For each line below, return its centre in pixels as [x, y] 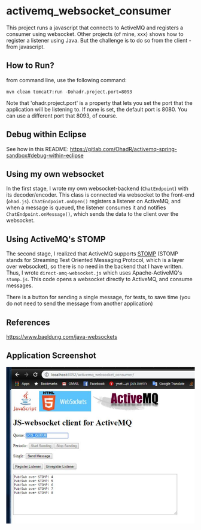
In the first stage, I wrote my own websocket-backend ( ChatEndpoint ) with [97, 189]
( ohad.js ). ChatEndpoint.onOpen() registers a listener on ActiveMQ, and [93, 201]
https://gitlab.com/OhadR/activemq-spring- [124, 149]
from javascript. [25, 47]
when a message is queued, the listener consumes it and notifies [86, 207]
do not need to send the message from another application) [80, 303]
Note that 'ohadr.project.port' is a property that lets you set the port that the [100, 103]
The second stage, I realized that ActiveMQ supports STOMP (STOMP [92, 254]
